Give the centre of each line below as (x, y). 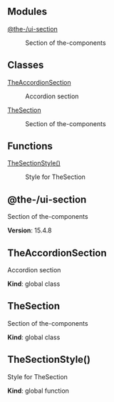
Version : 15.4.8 (30, 230)
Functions (30, 146)
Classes (26, 65)
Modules (27, 12)
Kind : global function (38, 391)
